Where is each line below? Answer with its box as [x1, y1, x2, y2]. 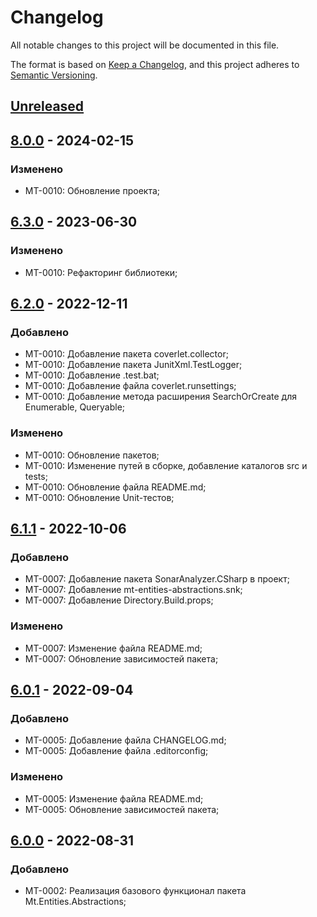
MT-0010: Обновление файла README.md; [24, 481, 207, 493]
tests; [24, 470, 48, 482]
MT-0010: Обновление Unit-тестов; [24, 491, 175, 503]
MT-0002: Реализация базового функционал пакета [24, 885, 247, 897]
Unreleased [10, 98, 85, 115]
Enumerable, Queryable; [24, 401, 126, 413]
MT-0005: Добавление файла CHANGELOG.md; [24, 734, 227, 746]
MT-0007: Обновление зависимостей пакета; [24, 652, 219, 665]
